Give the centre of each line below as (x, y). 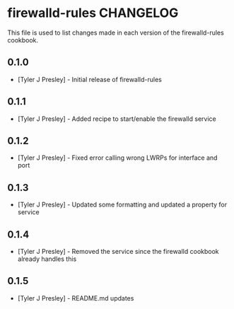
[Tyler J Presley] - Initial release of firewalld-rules (90, 79)
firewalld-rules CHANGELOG (93, 13)
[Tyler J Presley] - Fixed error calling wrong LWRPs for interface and (117, 158)
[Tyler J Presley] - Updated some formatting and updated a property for (122, 205)
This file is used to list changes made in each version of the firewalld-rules (116, 33)
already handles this (47, 259)
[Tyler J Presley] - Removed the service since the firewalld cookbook (118, 251)
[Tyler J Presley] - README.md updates (76, 298)
